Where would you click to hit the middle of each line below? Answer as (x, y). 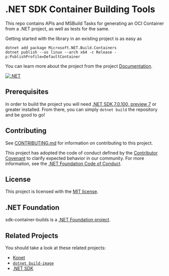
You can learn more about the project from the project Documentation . (79, 66)
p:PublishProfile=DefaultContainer (43, 57)
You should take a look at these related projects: (56, 248)
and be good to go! (25, 114)
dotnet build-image (33, 263)
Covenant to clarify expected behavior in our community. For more (75, 158)
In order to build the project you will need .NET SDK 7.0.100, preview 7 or (81, 104)
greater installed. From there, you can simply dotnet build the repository (81, 109)
